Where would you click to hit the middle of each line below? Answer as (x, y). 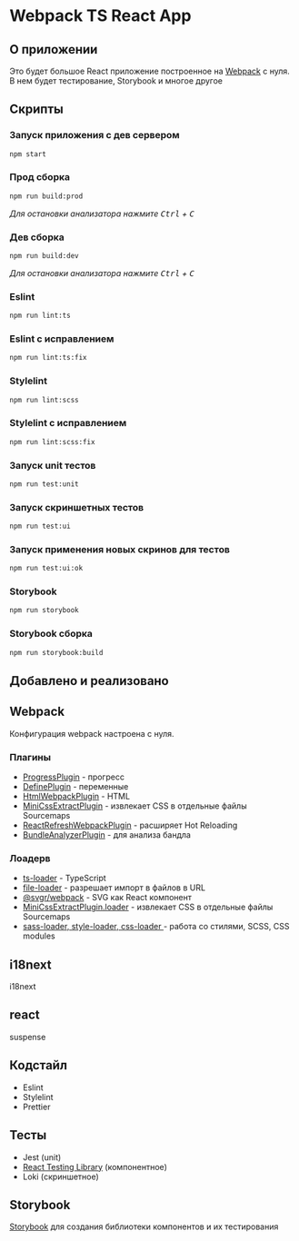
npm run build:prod (46, 196)
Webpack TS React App (100, 16)
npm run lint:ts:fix (49, 358)
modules (39, 936)
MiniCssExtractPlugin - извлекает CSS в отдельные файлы (135, 806)
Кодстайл (39, 1065)
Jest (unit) (42, 1157)
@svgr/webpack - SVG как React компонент (107, 898)
